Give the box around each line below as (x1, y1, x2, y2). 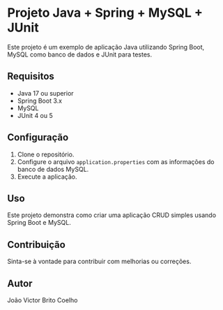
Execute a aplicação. (17, 172, 77, 181)
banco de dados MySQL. (17, 165, 89, 173)
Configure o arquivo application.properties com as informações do (17, 157, 215, 165)
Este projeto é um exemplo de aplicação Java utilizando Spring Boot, (7, 43, 205, 51)
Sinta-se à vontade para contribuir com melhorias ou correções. (7, 257, 192, 266)
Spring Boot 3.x (17, 96, 63, 105)
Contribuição (7, 239, 66, 251)
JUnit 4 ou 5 (17, 111, 54, 119)
